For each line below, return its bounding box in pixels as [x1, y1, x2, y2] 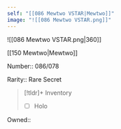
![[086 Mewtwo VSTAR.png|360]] [7, 35, 102, 43]
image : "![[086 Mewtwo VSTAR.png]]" [7, 16, 111, 23]
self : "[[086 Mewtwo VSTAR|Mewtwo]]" [7, 10, 115, 17]
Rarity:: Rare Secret [7, 75, 62, 83]
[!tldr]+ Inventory [23, 89, 72, 97]
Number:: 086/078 [7, 62, 59, 70]
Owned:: [7, 115, 31, 124]
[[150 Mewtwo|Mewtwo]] [7, 49, 78, 57]
